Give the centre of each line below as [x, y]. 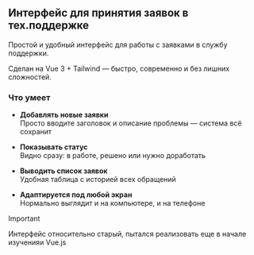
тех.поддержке [49, 26]
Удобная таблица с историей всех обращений [98, 180]
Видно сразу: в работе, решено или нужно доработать [113, 156]
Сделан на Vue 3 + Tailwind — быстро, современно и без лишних [119, 68]
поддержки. [29, 53]
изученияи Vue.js [37, 242]
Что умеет [29, 97]
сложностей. [30, 77]
